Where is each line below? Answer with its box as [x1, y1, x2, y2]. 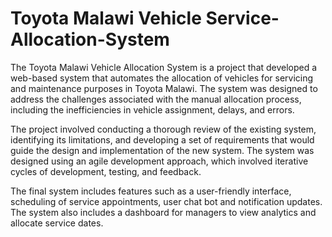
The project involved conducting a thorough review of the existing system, [10, 123, 317, 135]
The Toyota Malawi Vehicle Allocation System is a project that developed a [10, 61, 318, 73]
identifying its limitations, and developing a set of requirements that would [10, 133, 315, 146]
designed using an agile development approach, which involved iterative [10, 155, 309, 167]
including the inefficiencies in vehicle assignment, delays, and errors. [10, 103, 295, 116]
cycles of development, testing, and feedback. [10, 165, 202, 177]
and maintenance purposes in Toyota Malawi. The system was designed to [10, 82, 318, 94]
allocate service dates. [10, 217, 104, 229]
